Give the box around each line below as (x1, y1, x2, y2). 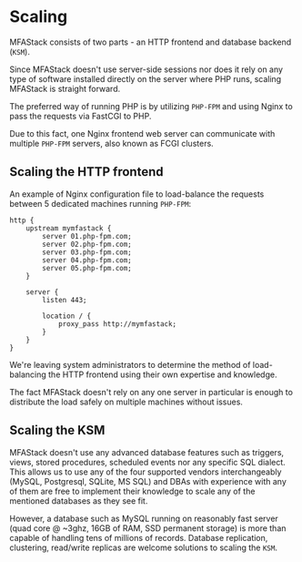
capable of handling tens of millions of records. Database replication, (9, 532, 268, 543)
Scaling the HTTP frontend (9, 164, 164, 179)
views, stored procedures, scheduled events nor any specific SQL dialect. (9, 456, 287, 467)
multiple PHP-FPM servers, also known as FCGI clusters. (9, 138, 214, 148)
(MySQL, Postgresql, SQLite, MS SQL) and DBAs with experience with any (9, 475, 287, 486)
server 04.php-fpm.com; (42, 255, 132, 265)
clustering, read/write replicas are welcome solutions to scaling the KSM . (9, 542, 277, 553)
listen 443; (42, 295, 88, 304)
